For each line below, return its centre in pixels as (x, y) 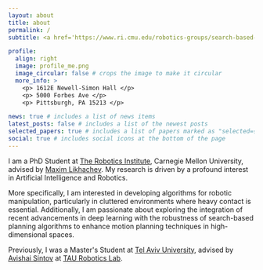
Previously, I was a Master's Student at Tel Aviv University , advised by (121, 250)
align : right (36, 59)
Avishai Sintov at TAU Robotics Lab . (65, 258)
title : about (29, 23)
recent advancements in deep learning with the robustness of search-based (131, 217)
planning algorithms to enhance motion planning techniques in (109, 226)
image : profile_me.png (52, 66)
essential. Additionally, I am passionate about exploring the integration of (126, 210)
